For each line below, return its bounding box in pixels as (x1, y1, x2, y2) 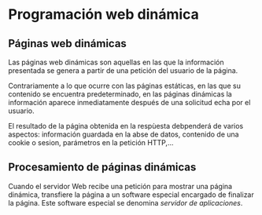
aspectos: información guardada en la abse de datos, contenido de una (8, 129, 239, 139)
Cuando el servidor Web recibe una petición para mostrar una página (8, 181, 233, 191)
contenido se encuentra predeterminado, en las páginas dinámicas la (8, 89, 232, 99)
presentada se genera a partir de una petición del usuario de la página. (8, 66, 238, 75)
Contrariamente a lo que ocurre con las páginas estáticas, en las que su (8, 81, 242, 90)
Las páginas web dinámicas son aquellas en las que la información (8, 57, 224, 67)
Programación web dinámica (8, 5, 199, 24)
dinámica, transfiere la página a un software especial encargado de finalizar (8, 190, 254, 199)
